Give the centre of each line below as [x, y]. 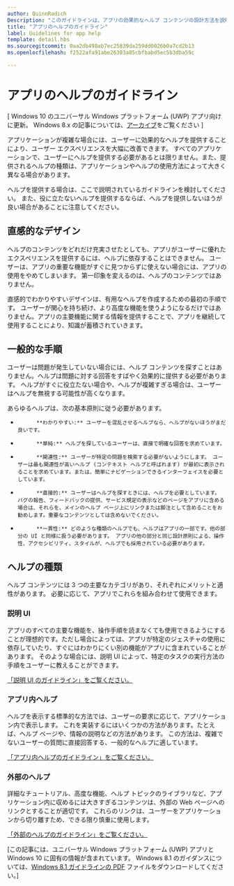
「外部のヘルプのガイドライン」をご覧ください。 [77, 834]
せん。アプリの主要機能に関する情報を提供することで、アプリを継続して [123, 316]
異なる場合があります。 [41, 175]
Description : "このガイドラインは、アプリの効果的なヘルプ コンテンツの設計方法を [114, 20]
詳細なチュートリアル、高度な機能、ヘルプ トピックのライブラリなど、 [109, 794]
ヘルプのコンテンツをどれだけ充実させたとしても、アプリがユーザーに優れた [117, 249]
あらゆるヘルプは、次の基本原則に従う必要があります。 [86, 408]
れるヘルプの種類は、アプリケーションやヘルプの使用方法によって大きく [123, 165]
